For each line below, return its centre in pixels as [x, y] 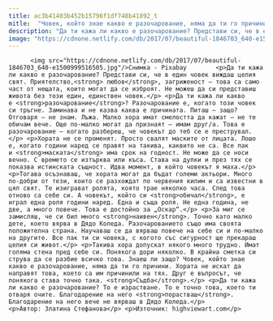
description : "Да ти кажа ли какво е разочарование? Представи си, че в [134, 31]
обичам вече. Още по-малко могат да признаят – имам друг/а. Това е [127, 125]
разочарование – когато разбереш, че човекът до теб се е [108, 132]
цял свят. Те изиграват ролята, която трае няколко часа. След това [127, 188]
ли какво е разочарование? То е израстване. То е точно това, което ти [132, 288]
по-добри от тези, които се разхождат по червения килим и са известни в [136, 182]
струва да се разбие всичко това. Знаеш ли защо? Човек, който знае [127, 259]
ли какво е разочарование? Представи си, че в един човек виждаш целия [132, 75]
